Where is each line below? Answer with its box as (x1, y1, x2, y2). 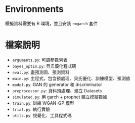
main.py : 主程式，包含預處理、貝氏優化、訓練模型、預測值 (12, 75, 130, 81)
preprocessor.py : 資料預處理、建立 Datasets (12, 87, 102, 93)
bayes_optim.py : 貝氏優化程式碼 (12, 63, 77, 69)
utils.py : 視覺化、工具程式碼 (12, 112, 72, 118)
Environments (5, 3, 64, 15)
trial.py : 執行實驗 (12, 106, 50, 112)
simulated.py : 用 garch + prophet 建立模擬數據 (12, 94, 108, 100)
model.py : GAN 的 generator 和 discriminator (12, 82, 102, 87)
